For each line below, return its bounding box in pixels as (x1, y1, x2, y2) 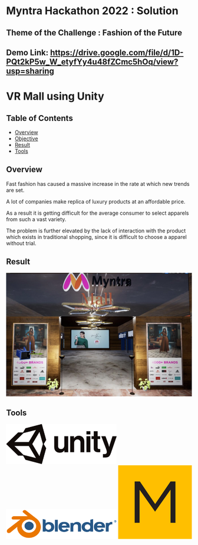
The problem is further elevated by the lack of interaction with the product (6, 227, 186, 234)
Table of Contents (6, 113, 74, 123)
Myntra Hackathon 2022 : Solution (6, 4, 179, 18)
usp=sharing (6, 66, 55, 76)
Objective (14, 134, 38, 142)
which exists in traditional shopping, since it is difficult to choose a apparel (6, 233, 187, 240)
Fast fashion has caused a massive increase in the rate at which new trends (6, 180, 190, 187)
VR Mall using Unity (6, 90, 104, 103)
